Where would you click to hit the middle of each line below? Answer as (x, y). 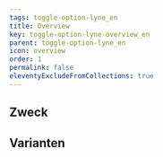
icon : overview (38, 51)
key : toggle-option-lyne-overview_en (80, 34)
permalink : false (42, 68)
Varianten (37, 143)
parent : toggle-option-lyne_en (68, 43)
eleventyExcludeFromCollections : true (81, 76)
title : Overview (39, 26)
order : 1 (26, 59)
